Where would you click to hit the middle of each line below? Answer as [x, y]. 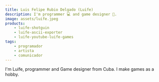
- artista [24, 51]
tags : [11, 42]
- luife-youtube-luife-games [44, 37]
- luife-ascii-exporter [38, 32]
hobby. [12, 75]
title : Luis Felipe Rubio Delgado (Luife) [49, 10]
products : [15, 23]
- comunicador [28, 55]
